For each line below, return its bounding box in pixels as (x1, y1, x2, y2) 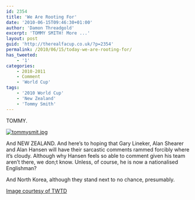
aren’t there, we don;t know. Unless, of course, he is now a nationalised (6, 158, 179, 165)
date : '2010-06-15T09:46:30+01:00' (6, 19, 93, 25)
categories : (6, 63, 35, 69)
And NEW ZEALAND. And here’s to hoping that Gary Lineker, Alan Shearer (6, 140, 184, 147)
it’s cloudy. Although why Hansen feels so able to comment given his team (6, 152, 186, 159)
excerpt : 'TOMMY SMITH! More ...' (6, 30, 91, 36)
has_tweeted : (6, 52, 38, 58)
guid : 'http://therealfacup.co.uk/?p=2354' (6, 42, 114, 47)
